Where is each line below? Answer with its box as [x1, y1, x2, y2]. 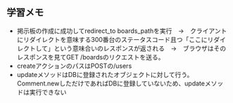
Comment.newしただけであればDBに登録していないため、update [16, 79, 206, 88]
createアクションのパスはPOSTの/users [16, 62, 132, 70]
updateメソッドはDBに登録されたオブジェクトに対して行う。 [16, 70, 194, 78]
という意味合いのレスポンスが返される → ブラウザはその [53, 44, 227, 53]
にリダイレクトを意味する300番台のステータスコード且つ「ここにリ [16, 35, 214, 43]
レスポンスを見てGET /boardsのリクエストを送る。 [16, 53, 165, 61]
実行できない [29, 88, 67, 96]
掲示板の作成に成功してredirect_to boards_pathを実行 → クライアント [16, 27, 227, 35]
